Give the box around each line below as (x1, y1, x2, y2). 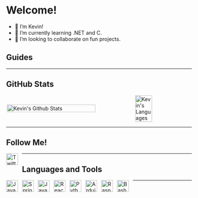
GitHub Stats (6, 79, 54, 89)
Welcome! (6, 4, 57, 17)
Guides (6, 52, 34, 62)
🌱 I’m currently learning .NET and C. (14, 29, 102, 36)
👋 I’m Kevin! (14, 23, 44, 30)
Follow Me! (6, 137, 47, 147)
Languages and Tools (22, 164, 103, 174)
